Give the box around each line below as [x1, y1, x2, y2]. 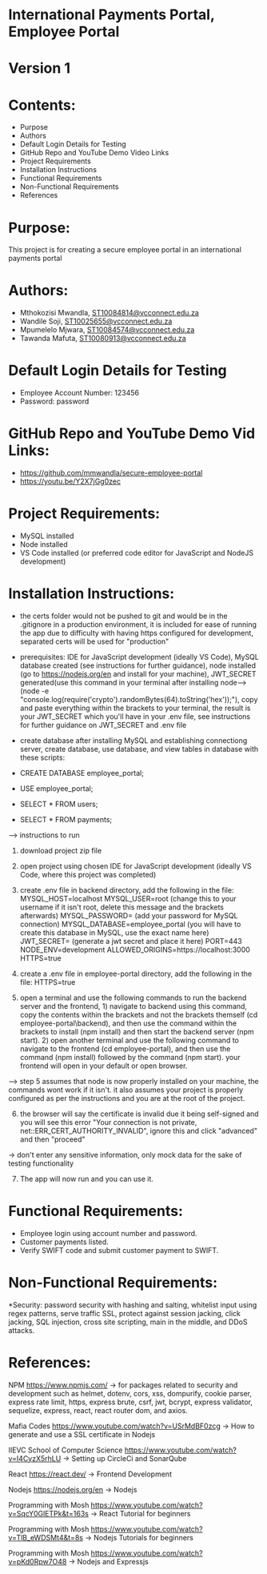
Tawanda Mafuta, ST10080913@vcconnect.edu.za [19, 334, 186, 343]
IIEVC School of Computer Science [8, 1445, 123, 1455]
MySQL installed [19, 531, 74, 540]
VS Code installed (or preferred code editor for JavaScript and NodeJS [19, 548, 254, 557]
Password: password [19, 396, 90, 406]
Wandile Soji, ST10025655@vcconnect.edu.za [19, 316, 173, 326]
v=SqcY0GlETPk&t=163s [8, 1508, 90, 1518]
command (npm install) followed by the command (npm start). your [19, 1052, 241, 1062]
